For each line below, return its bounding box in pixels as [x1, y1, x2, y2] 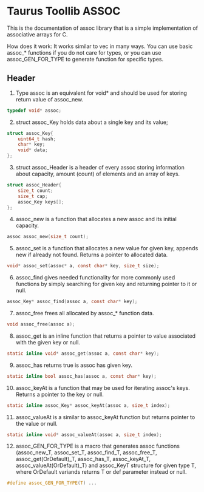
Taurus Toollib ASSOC [7, 4, 121, 18]
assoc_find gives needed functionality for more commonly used [15, 274, 175, 281]
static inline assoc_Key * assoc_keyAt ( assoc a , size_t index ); [7, 402, 171, 408]
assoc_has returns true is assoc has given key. [15, 361, 133, 369]
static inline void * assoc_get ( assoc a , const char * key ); [7, 350, 160, 357]
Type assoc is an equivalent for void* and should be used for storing [15, 89, 188, 97]
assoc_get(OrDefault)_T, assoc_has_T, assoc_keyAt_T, [15, 456, 151, 463]
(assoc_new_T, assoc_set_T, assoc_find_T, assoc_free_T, [15, 449, 157, 456]
